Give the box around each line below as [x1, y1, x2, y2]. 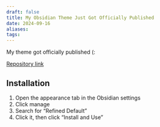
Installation [6, 78, 50, 89]
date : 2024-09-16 [6, 20, 51, 26]
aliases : [6, 26, 29, 32]
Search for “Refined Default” [15, 107, 87, 114]
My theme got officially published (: [6, 48, 96, 56]
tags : [6, 32, 20, 38]
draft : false [6, 9, 40, 15]
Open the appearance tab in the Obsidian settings [15, 94, 141, 101]
